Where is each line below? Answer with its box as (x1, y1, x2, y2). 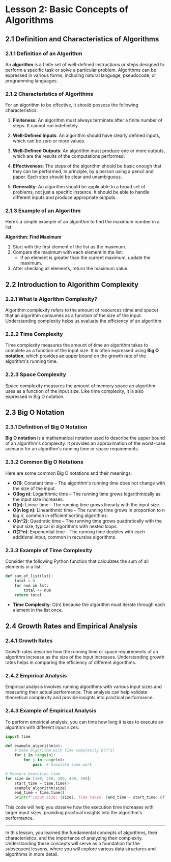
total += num (23, 588, 51, 593)
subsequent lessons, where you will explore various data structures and (5, 846, 156, 852)
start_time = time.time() (14, 781, 70, 786)
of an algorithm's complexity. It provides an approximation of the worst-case (5, 440, 166, 446)
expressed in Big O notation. (5, 393, 65, 399)
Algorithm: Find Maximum (5, 234, 62, 240)
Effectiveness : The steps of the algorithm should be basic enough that (12, 163, 162, 169)
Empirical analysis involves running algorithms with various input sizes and (5, 683, 162, 690)
